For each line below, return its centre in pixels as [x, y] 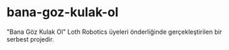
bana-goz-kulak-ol [63, 12]
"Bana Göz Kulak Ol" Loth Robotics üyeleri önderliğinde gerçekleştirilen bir [115, 32]
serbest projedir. [30, 39]
